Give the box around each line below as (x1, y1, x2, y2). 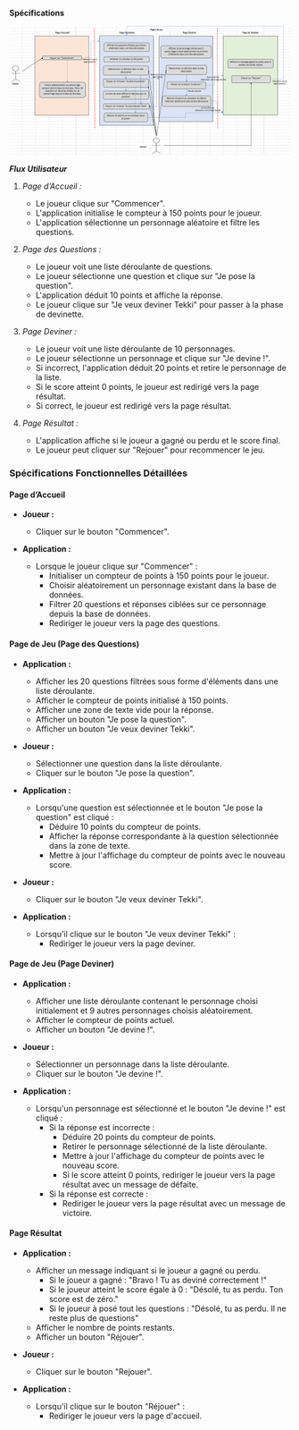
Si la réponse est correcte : (48, 1189, 149, 1199)
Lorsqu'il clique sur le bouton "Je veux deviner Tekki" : (35, 928, 237, 939)
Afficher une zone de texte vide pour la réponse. (35, 704, 214, 715)
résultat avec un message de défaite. (62, 1179, 199, 1189)
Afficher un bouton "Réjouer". (35, 1332, 145, 1342)
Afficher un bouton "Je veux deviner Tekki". (35, 723, 195, 734)
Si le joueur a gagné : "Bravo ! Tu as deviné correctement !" (48, 1274, 268, 1286)
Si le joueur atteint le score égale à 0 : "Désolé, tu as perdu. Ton (48, 1284, 284, 1295)
